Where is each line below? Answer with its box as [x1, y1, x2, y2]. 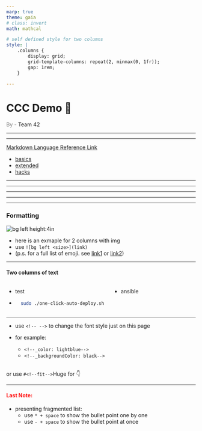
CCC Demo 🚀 [6, 101, 72, 115]
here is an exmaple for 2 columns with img [14, 237, 120, 244]
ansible [120, 287, 139, 295]
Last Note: [6, 392, 33, 399]
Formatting [6, 212, 40, 220]
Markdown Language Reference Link [6, 144, 97, 151]
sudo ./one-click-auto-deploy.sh [20, 300, 105, 307]
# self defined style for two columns [6, 37, 103, 43]
